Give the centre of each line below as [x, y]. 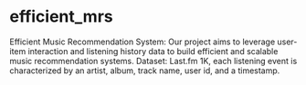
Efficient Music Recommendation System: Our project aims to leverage [142, 42]
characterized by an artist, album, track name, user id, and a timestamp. [145, 71]
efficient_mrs [61, 17]
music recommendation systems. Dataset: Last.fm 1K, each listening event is [153, 61]
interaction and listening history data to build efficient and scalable [153, 51]
